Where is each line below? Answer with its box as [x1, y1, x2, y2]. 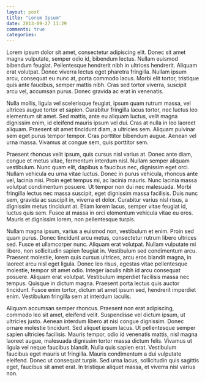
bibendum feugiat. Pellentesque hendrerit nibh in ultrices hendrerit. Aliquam [6, 62, 198, 69]
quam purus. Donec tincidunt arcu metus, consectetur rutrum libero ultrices [6, 234, 197, 242]
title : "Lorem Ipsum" [6, 15, 62, 21]
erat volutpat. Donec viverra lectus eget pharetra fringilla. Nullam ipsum [6, 68, 187, 75]
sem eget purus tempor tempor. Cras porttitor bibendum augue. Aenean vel [6, 132, 197, 140]
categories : [6, 32, 37, 38]
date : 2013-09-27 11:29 [6, 20, 67, 26]
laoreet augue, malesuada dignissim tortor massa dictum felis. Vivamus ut [6, 337, 193, 345]
